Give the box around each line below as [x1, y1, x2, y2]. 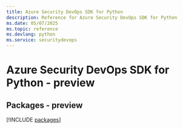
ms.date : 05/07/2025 [6, 20, 59, 26]
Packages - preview [6, 100, 83, 110]
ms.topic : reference [6, 25, 59, 32]
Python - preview [6, 76, 95, 90]
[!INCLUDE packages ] [6, 116, 61, 123]
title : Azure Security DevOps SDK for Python [6, 8, 123, 15]
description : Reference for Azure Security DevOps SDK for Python [6, 15, 178, 21]
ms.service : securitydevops [6, 37, 78, 43]
